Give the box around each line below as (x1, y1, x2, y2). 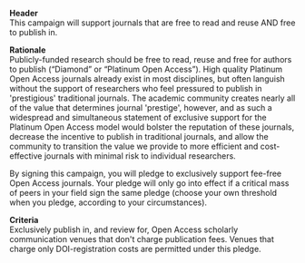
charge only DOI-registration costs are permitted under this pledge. (9, 244, 261, 254)
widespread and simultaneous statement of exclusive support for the (9, 112, 267, 122)
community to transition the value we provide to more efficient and (9, 141, 259, 151)
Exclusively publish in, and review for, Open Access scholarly (9, 224, 239, 235)
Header (9, 8, 38, 18)
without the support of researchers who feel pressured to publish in (9, 83, 262, 93)
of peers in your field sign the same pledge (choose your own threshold (9, 188, 278, 198)
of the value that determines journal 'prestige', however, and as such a (9, 102, 272, 112)
